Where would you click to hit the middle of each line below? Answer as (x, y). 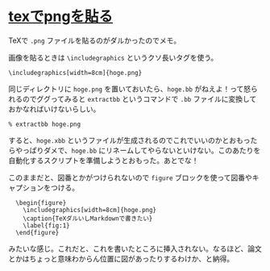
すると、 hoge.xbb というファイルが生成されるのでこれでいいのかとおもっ (129, 140)
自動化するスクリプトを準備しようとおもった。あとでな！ (104, 160)
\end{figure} (37, 232)
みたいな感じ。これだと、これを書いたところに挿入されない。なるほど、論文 (135, 248)
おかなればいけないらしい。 (54, 109)
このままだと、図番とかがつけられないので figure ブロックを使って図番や (130, 177)
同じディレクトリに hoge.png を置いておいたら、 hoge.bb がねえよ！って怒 (130, 89)
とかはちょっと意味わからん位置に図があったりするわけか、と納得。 (121, 258)
